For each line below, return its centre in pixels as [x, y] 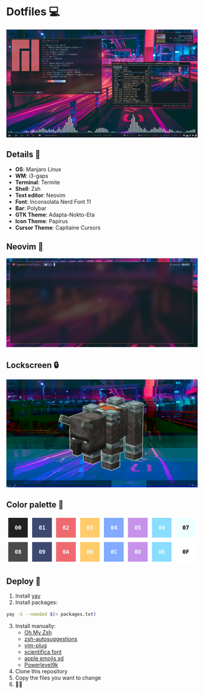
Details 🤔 [23, 155]
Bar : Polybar [31, 208]
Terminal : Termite [38, 182]
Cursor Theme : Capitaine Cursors [58, 227]
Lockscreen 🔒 [32, 365]
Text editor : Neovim [40, 195]
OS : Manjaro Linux [38, 169]
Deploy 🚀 [24, 581]
